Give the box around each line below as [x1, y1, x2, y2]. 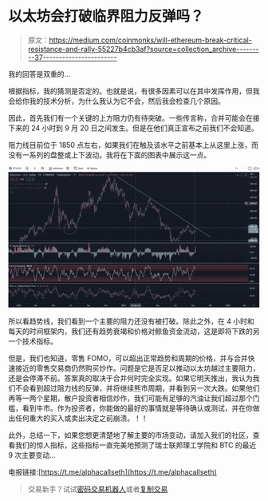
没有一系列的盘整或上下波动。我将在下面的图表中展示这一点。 [8, 149, 211, 160]
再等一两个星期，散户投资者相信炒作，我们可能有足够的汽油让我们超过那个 [8, 393, 253, 404]
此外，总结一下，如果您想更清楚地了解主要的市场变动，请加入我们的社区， [8, 431, 253, 440]
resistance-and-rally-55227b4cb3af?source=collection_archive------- [27, 44, 259, 54]
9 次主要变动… [8, 451, 56, 460]
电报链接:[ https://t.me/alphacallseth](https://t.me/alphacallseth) [8, 467, 217, 477]
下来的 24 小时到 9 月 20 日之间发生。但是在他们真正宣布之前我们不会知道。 [8, 123, 259, 133]
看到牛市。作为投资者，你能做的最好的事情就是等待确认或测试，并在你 [22, 404, 253, 413]
